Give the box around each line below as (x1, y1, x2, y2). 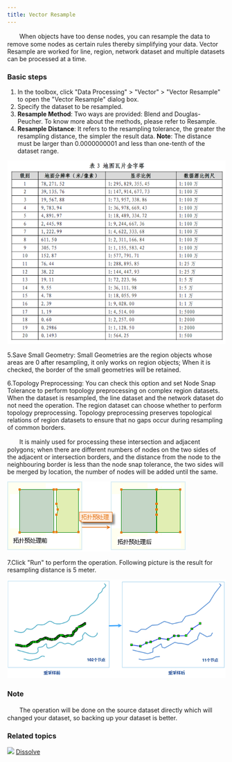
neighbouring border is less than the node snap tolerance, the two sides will (7, 460, 224, 468)
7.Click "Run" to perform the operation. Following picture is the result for (7, 558, 213, 566)
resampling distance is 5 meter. (7, 565, 97, 574)
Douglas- (174, 110, 201, 118)
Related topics (7, 731, 57, 740)
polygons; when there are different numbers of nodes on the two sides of (7, 445, 217, 454)
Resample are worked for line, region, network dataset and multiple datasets (7, 47, 225, 56)
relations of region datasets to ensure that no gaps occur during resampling (7, 415, 223, 424)
